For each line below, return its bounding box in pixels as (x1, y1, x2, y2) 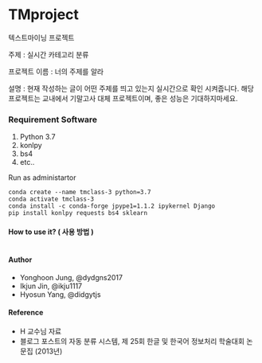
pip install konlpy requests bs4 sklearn (8, 209, 148, 217)
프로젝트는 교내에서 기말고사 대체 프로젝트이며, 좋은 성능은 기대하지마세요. (8, 93, 238, 103)
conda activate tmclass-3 (8, 195, 94, 204)
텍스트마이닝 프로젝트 (8, 33, 75, 42)
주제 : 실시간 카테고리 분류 (8, 49, 89, 59)
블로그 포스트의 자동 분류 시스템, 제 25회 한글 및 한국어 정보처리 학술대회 (19, 336, 245, 345)
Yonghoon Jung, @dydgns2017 (19, 272, 123, 282)
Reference (8, 308, 44, 318)
